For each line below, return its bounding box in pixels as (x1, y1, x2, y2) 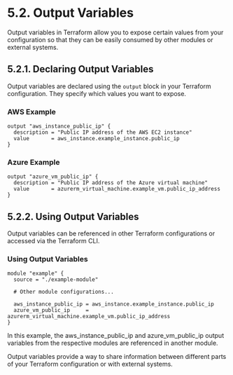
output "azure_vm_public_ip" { (7, 173, 99, 180)
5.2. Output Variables (7, 5, 134, 21)
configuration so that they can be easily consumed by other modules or (7, 35, 213, 43)
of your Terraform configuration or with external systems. (7, 360, 173, 369)
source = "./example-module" (13, 276, 99, 283)
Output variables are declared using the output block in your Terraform (7, 82, 211, 90)
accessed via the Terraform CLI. (7, 237, 100, 245)
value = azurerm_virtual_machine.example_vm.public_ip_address (13, 186, 220, 193)
